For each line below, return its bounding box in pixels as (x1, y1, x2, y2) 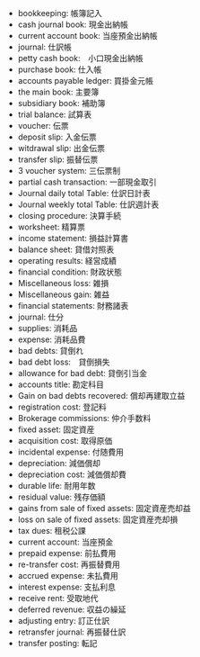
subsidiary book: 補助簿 (17, 98, 106, 108)
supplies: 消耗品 (17, 323, 78, 333)
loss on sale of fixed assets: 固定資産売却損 (17, 514, 178, 525)
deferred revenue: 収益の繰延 (17, 604, 127, 615)
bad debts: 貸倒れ (17, 346, 83, 355)
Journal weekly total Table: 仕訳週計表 (17, 199, 160, 210)
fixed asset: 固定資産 (17, 424, 95, 435)
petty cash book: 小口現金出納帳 (17, 53, 143, 63)
